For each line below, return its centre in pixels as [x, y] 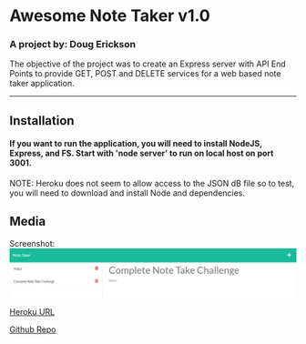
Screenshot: [32, 243]
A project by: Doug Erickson [73, 45]
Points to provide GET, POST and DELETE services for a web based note [145, 74]
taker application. [42, 84]
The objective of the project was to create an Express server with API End [148, 64]
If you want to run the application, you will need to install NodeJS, [136, 144]
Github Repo [33, 329]
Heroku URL [32, 312]
